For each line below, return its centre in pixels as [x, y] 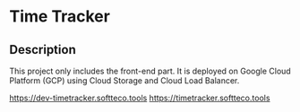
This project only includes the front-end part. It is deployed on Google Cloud [150, 71]
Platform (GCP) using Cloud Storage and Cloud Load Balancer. [124, 81]
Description [43, 50]
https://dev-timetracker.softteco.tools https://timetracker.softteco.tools [140, 98]
